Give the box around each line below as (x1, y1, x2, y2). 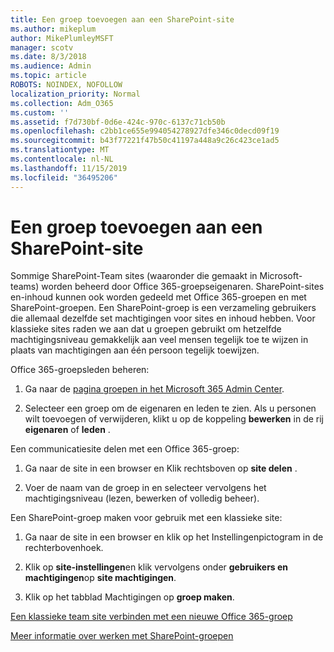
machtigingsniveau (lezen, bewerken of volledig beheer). (24, 492, 260, 505)
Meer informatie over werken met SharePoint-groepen (10, 630, 234, 642)
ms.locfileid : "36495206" (10, 172, 118, 183)
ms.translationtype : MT (10, 145, 110, 155)
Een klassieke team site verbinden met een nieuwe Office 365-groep (10, 611, 293, 623)
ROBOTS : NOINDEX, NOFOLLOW (10, 80, 123, 90)
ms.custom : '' (10, 107, 70, 118)
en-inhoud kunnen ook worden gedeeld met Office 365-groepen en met (10, 291, 307, 303)
